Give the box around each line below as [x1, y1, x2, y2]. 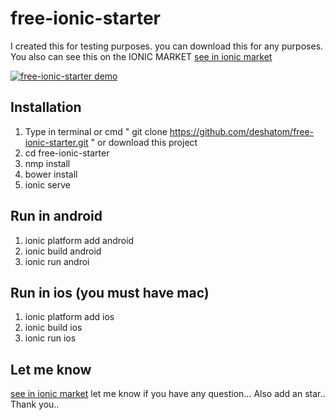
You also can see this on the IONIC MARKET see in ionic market [10, 50, 273, 62]
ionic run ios [24, 332, 77, 344]
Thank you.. [10, 398, 60, 411]
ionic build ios [24, 322, 83, 334]
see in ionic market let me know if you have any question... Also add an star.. [10, 388, 326, 400]
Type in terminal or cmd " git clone [24, 125, 168, 137]
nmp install [24, 157, 71, 169]
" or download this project [90, 136, 198, 148]
